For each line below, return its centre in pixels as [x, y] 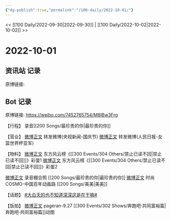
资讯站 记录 [23, 71]
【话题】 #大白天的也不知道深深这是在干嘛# [51, 195]
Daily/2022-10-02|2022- [135, 25]
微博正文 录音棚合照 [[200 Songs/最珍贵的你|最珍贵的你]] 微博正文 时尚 [80, 178]
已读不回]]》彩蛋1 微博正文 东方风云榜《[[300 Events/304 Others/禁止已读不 [86, 160]
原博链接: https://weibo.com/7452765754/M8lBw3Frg [62, 115]
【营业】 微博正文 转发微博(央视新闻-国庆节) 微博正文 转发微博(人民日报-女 [84, 137]
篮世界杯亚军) [20, 143]
